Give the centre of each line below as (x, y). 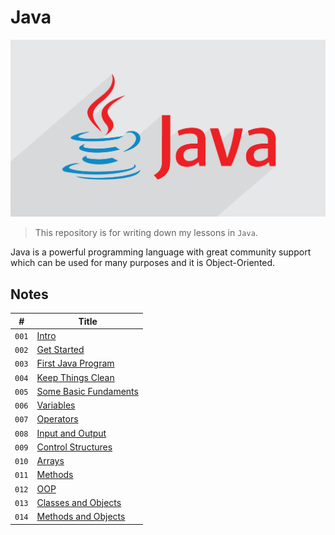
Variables (56, 405)
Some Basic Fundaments (87, 391)
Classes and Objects (79, 502)
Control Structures (74, 447)
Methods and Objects (81, 517)
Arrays (50, 461)
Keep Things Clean (75, 377)
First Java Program (75, 363)
